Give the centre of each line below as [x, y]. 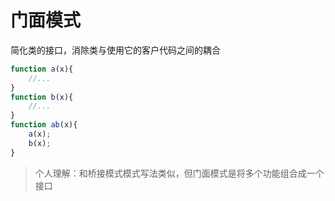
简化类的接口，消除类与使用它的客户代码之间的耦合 [115, 50]
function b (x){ [42, 97]
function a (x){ [42, 69]
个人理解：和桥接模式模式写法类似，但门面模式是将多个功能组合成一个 [179, 173]
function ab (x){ [44, 125]
